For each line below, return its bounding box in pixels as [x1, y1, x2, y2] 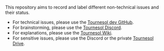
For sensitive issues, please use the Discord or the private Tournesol [12, 35, 154, 41]
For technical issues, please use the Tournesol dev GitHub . [12, 19, 134, 25]
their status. [5, 9, 30, 15]
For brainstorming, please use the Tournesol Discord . [12, 24, 122, 30]
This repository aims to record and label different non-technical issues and [5, 4, 159, 10]
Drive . [12, 40, 25, 46]
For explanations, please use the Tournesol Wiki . [12, 30, 112, 35]
